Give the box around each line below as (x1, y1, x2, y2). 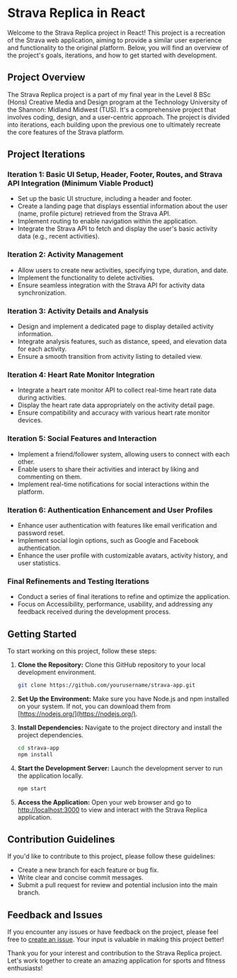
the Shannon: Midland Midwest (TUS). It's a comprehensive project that (7, 105, 216, 114)
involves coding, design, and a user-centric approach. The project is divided (7, 113, 230, 121)
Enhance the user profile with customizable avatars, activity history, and (17, 551, 229, 560)
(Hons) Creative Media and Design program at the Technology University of (7, 98, 228, 106)
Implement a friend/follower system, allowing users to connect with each (17, 449, 230, 458)
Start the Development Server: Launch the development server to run (17, 764, 223, 772)
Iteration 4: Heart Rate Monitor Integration (7, 369, 155, 379)
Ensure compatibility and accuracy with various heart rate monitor (17, 408, 210, 417)
